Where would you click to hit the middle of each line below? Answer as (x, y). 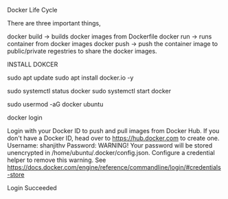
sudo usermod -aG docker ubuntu (55, 104)
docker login (25, 117)
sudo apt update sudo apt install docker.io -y (70, 78)
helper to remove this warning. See (57, 160)
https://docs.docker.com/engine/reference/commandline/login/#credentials (114, 167)
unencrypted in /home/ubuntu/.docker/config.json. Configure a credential (111, 153)
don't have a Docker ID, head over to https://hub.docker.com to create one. (113, 138)
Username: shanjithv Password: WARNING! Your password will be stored (110, 145)
